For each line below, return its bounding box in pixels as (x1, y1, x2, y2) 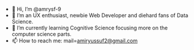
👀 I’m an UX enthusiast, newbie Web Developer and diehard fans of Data (11, 12, 189, 19)
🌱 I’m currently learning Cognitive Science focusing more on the (11, 24, 168, 31)
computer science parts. (11, 31, 72, 38)
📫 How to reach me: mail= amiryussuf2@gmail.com (11, 37, 138, 44)
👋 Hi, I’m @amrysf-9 (11, 6, 62, 12)
